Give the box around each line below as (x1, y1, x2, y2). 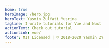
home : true (5, 7, 28, 12)
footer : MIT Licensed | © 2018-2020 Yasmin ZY (5, 35, 104, 40)
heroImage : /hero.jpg (5, 12, 50, 17)
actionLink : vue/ (5, 30, 41, 35)
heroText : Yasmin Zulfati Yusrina (5, 16, 77, 21)
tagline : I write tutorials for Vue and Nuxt (5, 21, 101, 26)
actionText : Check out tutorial (5, 26, 72, 31)
